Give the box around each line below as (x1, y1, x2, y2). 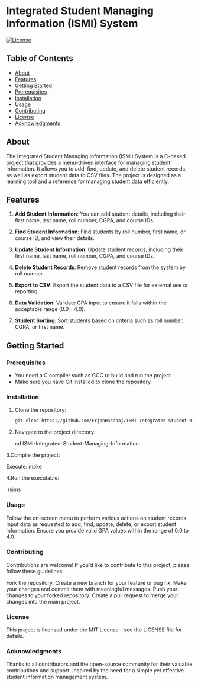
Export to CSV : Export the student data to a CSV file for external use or (14, 281, 189, 288)
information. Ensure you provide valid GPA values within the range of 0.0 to (6, 527, 189, 534)
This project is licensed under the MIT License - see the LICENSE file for (6, 626, 182, 633)
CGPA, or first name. (14, 323, 65, 331)
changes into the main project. (6, 598, 80, 605)
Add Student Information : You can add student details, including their (14, 210, 186, 217)
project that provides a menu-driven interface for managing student (6, 159, 171, 166)
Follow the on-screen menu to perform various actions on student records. (6, 514, 188, 521)
